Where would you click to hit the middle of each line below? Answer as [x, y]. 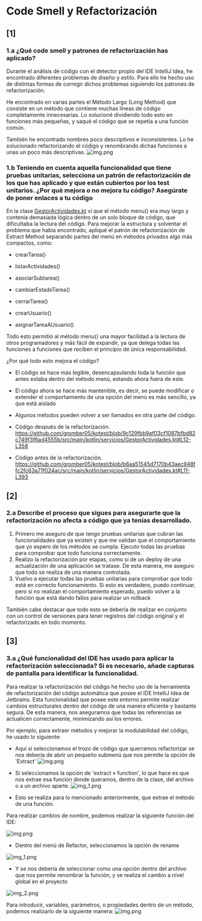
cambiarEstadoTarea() [43, 290]
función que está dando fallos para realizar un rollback [83, 597]
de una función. [34, 803]
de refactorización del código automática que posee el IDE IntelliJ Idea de [98, 693]
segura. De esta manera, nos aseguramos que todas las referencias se [94, 712]
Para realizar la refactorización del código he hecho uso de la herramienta [98, 687]
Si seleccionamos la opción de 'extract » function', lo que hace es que [102, 773]
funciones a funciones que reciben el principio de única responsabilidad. [97, 349]
